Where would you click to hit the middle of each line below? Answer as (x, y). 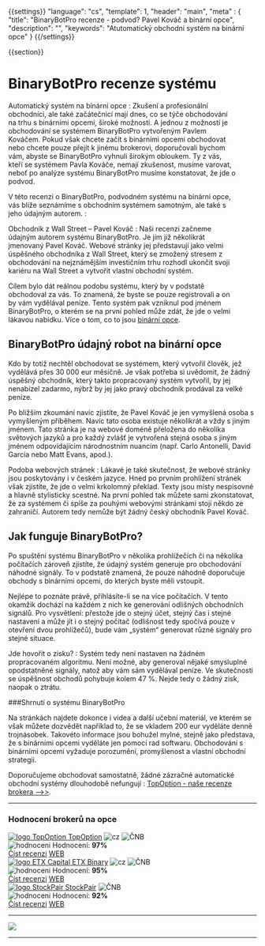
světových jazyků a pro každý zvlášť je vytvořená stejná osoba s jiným (122, 437)
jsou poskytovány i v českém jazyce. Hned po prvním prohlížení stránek (125, 478)
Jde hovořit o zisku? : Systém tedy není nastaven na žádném (107, 653)
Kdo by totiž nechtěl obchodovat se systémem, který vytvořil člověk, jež (125, 364)
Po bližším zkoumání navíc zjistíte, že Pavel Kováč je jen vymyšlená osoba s (131, 412)
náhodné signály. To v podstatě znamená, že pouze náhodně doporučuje (127, 572)
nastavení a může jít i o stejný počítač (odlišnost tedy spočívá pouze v (121, 621)
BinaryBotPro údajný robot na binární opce (115, 344)
